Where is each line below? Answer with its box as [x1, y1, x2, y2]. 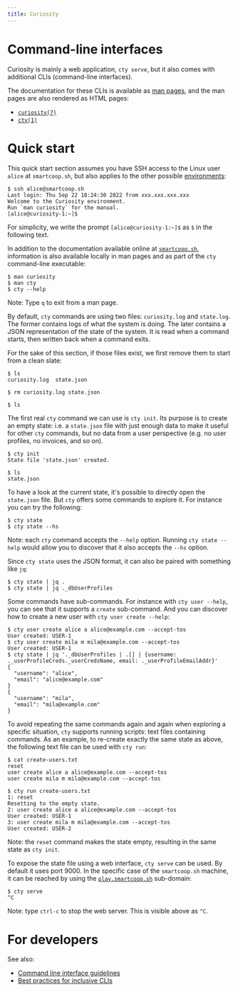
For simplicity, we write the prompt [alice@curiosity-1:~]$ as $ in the [7, 223, 212, 231]
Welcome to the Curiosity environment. [7, 198, 126, 205]
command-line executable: [7, 259, 86, 268]
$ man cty [7, 279, 37, 286]
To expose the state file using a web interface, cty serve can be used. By [7, 859, 223, 867]
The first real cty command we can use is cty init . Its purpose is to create [7, 413, 228, 422]
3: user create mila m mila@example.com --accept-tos [7, 819, 171, 826]
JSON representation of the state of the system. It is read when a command [7, 327, 229, 335]
